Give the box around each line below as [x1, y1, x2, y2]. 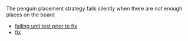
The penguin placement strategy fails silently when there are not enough [6, 5, 183, 12]
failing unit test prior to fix [14, 23, 78, 29]
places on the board [6, 11, 55, 18]
